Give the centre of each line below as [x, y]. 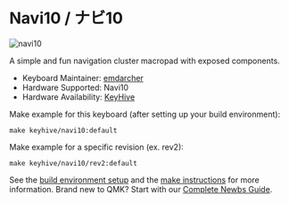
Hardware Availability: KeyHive [78, 97]
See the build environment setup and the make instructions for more [135, 180]
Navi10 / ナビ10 [66, 18]
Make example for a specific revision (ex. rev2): [97, 147]
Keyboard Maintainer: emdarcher [83, 77]
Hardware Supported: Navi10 [75, 87]
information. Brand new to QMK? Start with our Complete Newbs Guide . [141, 189]
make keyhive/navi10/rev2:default [74, 163]
